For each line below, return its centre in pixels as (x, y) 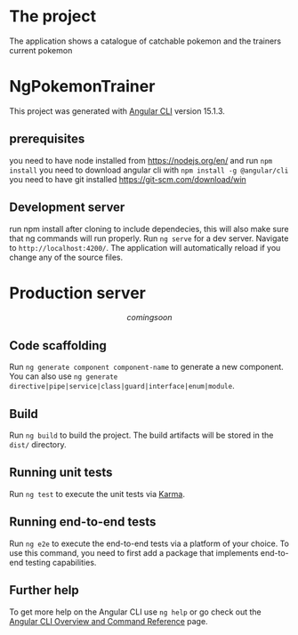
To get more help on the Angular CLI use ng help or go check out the (135, 612)
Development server (67, 208)
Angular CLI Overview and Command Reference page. (109, 621)
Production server (78, 293)
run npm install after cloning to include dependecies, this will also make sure (149, 229)
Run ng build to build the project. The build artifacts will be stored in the (141, 435)
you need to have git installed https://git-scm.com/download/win (128, 179)
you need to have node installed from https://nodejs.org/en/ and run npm (141, 160)
